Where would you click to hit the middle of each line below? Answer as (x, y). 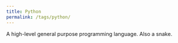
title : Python (24, 11)
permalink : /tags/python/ (38, 17)
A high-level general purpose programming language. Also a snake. (89, 34)
